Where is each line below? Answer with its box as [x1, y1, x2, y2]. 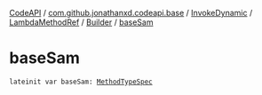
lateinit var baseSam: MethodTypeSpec [9, 77, 153, 86]
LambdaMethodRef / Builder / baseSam [9, 17, 154, 28]
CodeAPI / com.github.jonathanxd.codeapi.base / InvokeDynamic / [9, 8, 253, 18]
